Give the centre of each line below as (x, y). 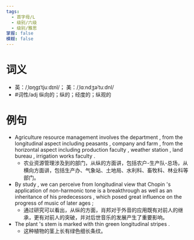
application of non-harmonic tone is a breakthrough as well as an (93, 190)
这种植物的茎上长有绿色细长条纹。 (65, 231)
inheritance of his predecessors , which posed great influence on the (98, 196)
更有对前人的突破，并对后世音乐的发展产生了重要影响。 (101, 217)
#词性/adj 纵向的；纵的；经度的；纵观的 (63, 94)
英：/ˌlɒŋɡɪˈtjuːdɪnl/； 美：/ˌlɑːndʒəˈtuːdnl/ (64, 87)
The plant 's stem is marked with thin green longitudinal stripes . (92, 224)
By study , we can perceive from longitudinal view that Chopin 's (93, 184)
